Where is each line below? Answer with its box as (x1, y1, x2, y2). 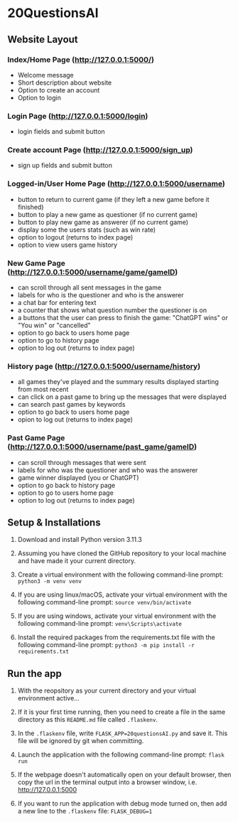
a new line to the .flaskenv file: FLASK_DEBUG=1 (17, 807, 153, 816)
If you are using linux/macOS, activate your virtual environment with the (17, 590, 227, 599)
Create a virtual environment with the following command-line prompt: (17, 570, 224, 579)
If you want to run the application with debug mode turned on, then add (17, 799, 227, 808)
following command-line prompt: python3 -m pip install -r (17, 641, 195, 649)
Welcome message (17, 70, 75, 79)
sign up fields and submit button (17, 161, 112, 170)
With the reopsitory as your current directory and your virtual (17, 686, 197, 695)
